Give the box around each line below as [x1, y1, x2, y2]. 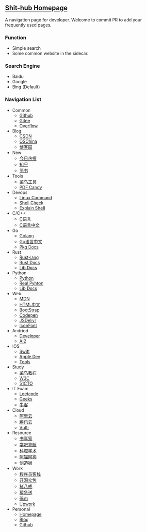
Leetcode [19, 391, 39, 397]
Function [5, 34, 27, 41]
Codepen [19, 312, 38, 318]
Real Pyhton [19, 280, 44, 286]
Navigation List [5, 96, 42, 103]
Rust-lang [19, 254, 39, 260]
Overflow [19, 123, 38, 129]
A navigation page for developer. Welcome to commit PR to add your [5, 17, 142, 22]
